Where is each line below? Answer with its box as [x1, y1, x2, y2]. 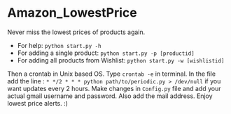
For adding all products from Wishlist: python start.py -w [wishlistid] [17, 56, 225, 64]
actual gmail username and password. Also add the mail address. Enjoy [7, 92, 213, 100]
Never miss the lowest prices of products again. [7, 28, 146, 36]
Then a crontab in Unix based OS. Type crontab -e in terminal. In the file [7, 70, 216, 78]
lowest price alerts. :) [7, 99, 69, 107]
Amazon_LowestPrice [7, 5, 138, 21]
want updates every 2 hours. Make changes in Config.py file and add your [7, 84, 221, 92]
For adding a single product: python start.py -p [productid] [17, 49, 195, 57]
